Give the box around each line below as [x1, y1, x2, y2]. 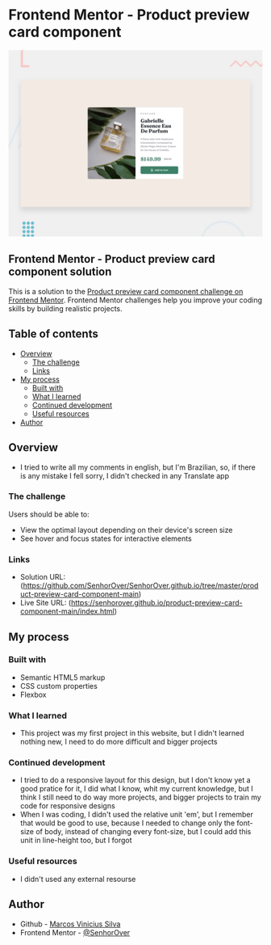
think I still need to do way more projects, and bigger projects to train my [19, 792, 262, 802]
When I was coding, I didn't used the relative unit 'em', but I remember [19, 810, 254, 820]
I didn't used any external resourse [19, 874, 136, 884]
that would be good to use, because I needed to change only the [19, 818, 236, 828]
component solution [8, 265, 112, 279]
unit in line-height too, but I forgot [19, 835, 132, 846]
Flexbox [19, 690, 47, 699]
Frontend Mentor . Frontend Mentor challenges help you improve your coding [8, 295, 263, 305]
